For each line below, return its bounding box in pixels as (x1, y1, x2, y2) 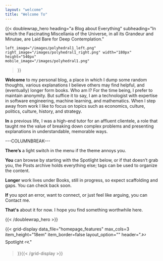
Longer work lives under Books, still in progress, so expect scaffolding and (5, 177, 158, 183)
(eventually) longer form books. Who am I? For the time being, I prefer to (5, 87, 153, 93)
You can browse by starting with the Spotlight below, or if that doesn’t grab (5, 157, 159, 163)
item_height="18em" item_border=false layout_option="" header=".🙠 (5, 231, 146, 237)
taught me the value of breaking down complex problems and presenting (5, 123, 154, 129)
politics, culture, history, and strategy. (5, 108, 82, 114)
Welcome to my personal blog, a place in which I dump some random (5, 77, 147, 83)
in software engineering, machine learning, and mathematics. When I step (5, 97, 156, 104)
